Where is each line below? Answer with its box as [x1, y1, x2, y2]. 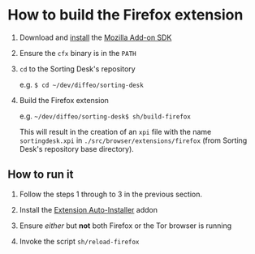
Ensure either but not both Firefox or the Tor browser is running [19, 221, 232, 230]
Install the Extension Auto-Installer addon [19, 204, 158, 214]
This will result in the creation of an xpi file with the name [19, 127, 212, 136]
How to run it [7, 168, 74, 182]
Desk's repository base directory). [19, 144, 135, 153]
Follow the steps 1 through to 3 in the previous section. [19, 189, 202, 199]
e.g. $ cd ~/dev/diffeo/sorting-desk [19, 80, 144, 89]
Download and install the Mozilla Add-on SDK [19, 32, 172, 42]
